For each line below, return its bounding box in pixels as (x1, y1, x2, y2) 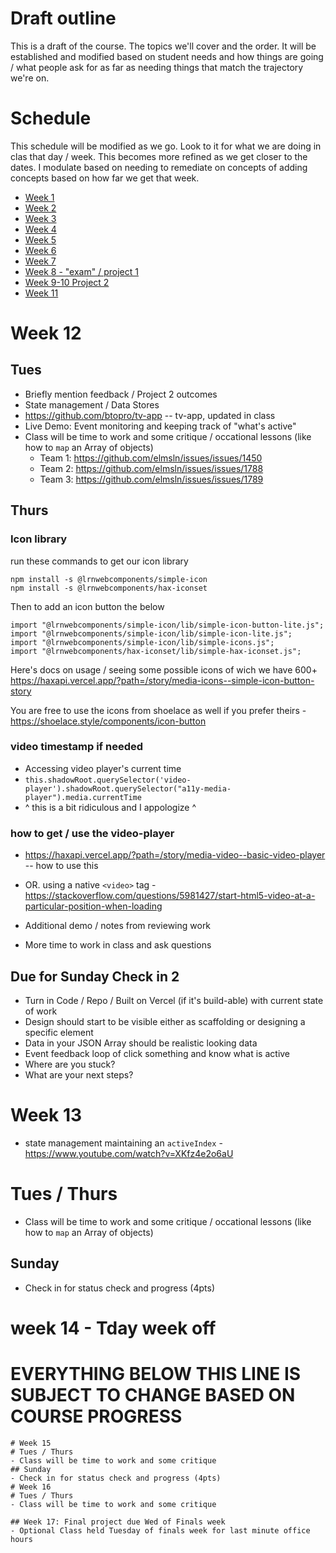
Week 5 (24, 233, 57, 246)
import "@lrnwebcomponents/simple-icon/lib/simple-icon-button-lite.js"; (10, 620, 325, 630)
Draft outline (10, 7, 117, 30)
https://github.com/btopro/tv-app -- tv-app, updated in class (24, 409, 276, 421)
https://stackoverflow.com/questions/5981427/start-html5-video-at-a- (24, 890, 316, 902)
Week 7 (24, 255, 57, 267)
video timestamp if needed (10, 740, 144, 754)
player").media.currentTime (24, 792, 142, 802)
